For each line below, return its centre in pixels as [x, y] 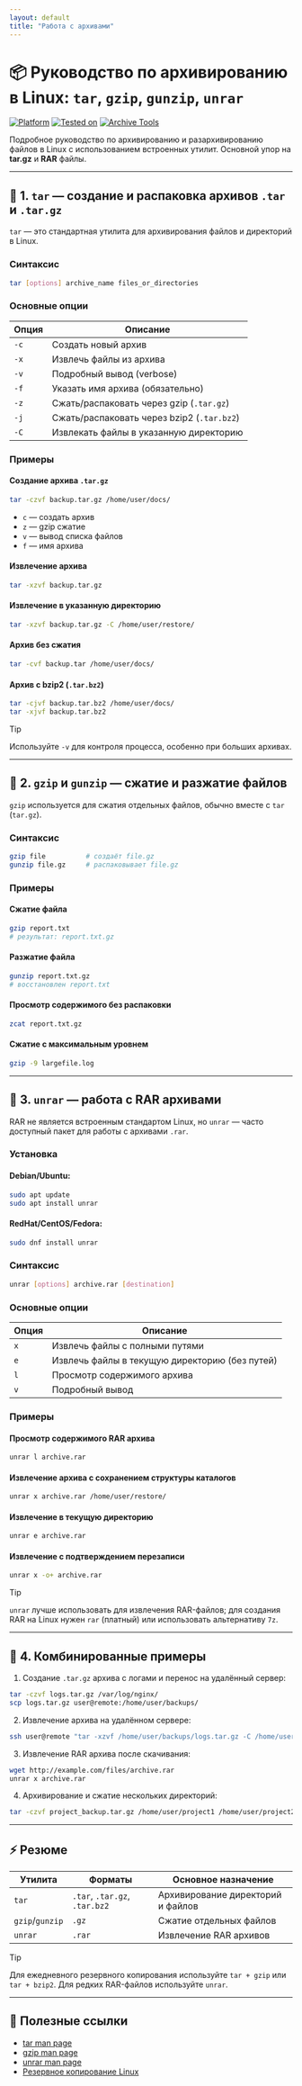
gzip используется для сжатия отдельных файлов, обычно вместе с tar [147, 805]
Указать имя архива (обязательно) [128, 388]
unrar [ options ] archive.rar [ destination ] [92, 1284]
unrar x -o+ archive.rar [56, 1576]
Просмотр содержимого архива [122, 1375]
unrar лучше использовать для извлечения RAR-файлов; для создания [145, 1610]
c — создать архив [58, 517]
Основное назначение [223, 1880]
